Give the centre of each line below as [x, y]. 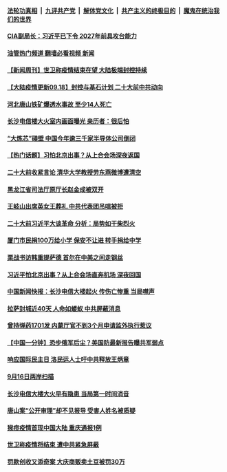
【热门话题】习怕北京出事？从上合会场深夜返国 [73, 155]
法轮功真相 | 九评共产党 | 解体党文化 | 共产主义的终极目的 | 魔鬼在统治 [110, 10]
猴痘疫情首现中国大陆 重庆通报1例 [54, 427]
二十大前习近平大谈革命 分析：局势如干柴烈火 [71, 223]
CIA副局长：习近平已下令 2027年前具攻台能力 [72, 36]
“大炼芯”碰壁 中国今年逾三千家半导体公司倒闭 [72, 138]
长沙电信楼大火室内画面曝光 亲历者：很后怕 [68, 121]
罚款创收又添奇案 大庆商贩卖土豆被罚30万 [66, 462]
